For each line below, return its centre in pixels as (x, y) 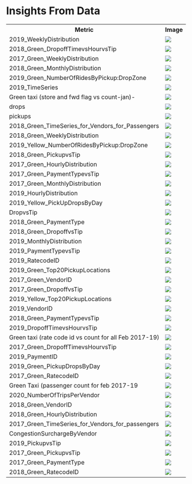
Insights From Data (53, 11)
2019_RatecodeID (34, 260)
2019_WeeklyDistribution (44, 39)
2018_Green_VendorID (41, 405)
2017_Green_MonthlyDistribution (55, 183)
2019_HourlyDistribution (44, 193)
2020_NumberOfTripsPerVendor (54, 395)
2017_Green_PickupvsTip (45, 453)
